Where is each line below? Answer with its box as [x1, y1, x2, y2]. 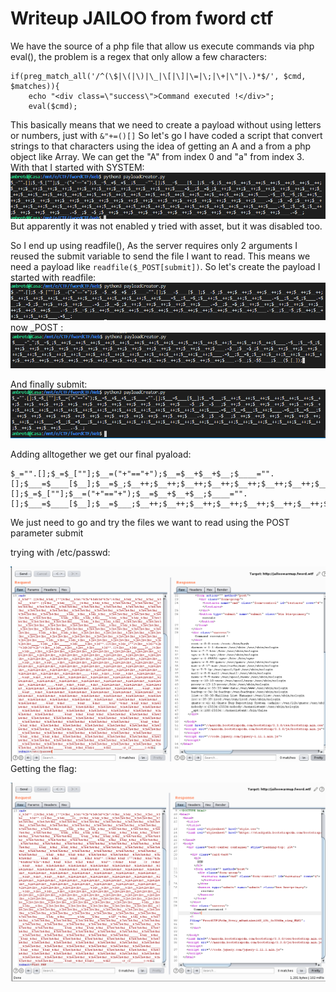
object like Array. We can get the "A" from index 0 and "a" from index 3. [10, 150, 305, 162]
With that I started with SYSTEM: [10, 161, 145, 173]
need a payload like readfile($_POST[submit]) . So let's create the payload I [10, 261, 321, 273]
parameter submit [10, 527, 84, 539]
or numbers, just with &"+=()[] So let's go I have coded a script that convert [10, 129, 323, 141]
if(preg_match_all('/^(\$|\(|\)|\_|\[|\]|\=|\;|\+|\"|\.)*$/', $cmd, [10, 71, 307, 81]
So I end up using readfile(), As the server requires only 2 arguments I [10, 240, 298, 252]
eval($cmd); [28, 101, 78, 111]
